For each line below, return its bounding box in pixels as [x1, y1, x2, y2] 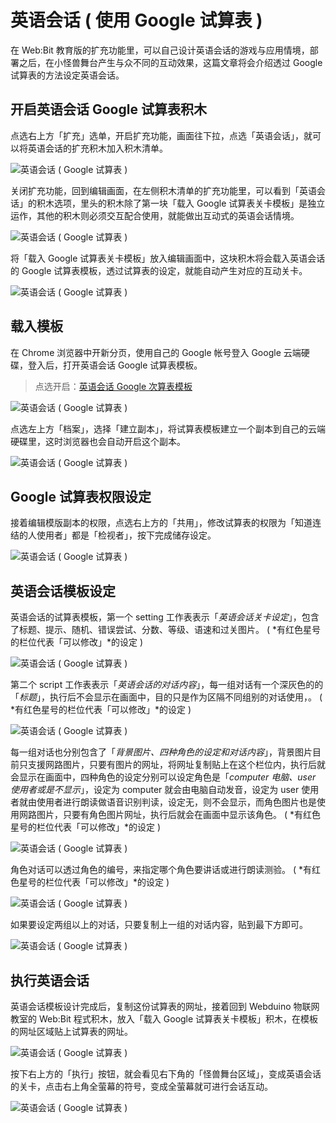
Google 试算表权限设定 [10, 488, 152, 505]
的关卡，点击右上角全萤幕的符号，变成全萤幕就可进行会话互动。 [10, 1081, 273, 1092]
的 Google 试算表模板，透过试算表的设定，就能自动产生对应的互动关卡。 [10, 264, 308, 276]
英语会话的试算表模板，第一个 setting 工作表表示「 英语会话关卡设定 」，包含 [10, 611, 320, 623]
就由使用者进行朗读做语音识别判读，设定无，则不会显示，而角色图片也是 [18, 796, 317, 808]
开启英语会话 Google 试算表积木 [10, 101, 207, 118]
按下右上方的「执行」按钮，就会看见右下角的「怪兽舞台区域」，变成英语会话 [10, 1068, 322, 1080]
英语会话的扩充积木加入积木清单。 [27, 142, 168, 154]
